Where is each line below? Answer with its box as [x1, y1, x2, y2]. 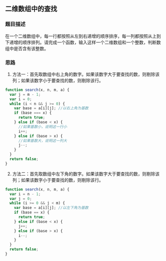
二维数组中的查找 [5, 4, 57, 13]
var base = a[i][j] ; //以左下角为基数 [14, 205, 89, 210]
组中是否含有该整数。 [5, 45, 48, 51]
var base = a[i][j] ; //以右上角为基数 [14, 106, 89, 111]
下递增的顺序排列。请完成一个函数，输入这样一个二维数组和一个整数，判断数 [5, 39, 161, 45]
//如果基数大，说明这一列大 [18, 138, 67, 143]
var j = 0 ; [9, 196, 32, 201]
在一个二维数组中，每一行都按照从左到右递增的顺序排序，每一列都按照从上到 [5, 33, 161, 39]
